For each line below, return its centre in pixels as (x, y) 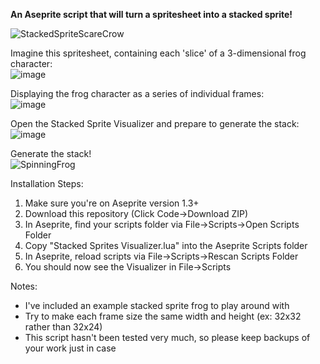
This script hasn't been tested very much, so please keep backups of (167, 337)
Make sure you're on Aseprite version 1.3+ (112, 203)
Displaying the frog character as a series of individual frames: (137, 93)
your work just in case (70, 348)
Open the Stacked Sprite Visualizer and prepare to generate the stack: (155, 123)
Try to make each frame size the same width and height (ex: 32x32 (163, 316)
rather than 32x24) (63, 327)
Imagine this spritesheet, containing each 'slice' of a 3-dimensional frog (158, 53)
